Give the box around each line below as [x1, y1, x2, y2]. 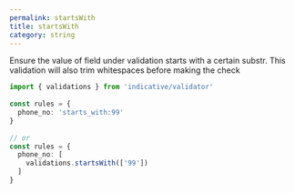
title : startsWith [9, 22, 79, 31]
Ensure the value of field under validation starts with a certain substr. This [9, 56, 287, 66]
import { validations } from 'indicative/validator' [9, 83, 214, 92]
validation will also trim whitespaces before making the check [9, 65, 240, 76]
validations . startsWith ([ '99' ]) [25, 158, 148, 168]
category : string [9, 30, 76, 39]
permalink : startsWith [9, 13, 96, 23]
